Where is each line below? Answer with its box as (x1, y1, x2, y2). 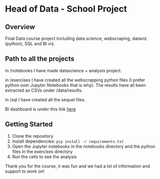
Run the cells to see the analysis (12, 154, 77, 160)
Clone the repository (12, 133, 53, 139)
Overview (5, 23, 36, 31)
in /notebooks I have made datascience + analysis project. (5, 67, 122, 73)
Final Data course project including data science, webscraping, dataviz (5, 35, 147, 41)
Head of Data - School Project (5, 3, 127, 15)
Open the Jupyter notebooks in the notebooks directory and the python (12, 143, 156, 149)
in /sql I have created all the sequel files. (5, 97, 86, 102)
